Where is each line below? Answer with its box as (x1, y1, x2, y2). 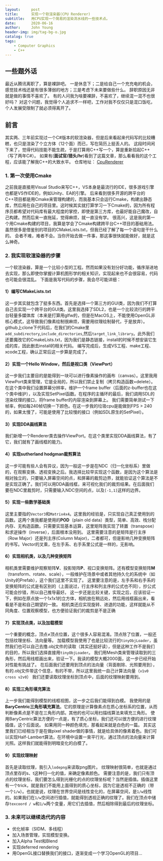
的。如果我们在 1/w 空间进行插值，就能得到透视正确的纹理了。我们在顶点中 (5, 794, 152, 800)
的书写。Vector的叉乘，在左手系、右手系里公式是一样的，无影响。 (5, 541, 137, 547)
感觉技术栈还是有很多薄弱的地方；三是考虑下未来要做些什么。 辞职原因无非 (5, 87, 155, 93)
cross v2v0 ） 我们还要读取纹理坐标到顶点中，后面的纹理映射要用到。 (5, 674, 143, 680)
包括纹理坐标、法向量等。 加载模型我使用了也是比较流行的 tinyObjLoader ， (5, 638, 154, 644)
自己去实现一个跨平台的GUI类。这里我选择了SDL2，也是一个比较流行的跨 (5, 306, 151, 312)
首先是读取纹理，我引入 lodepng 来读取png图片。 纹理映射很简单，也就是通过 (5, 764, 157, 770)
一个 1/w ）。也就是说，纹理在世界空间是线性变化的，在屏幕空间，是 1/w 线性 (5, 789, 152, 794)
